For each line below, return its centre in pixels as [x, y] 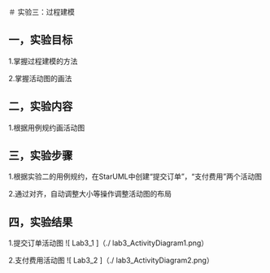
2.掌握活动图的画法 [40, 78]
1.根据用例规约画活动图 [47, 128]
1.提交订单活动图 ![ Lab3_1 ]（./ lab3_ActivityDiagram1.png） [109, 243]
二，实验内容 [41, 107]
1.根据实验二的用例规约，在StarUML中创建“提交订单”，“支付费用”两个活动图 [135, 176]
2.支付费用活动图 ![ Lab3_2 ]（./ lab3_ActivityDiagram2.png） [111, 260]
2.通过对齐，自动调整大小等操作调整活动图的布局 [90, 194]
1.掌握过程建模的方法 [43, 61]
